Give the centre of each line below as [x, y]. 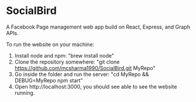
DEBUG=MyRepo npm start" [49, 80]
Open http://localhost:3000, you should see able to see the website [96, 86]
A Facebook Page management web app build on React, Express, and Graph [98, 27]
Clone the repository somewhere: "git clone [67, 62]
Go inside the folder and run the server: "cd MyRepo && [82, 74]
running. [25, 93]
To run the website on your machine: [50, 44]
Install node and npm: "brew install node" [64, 55]
